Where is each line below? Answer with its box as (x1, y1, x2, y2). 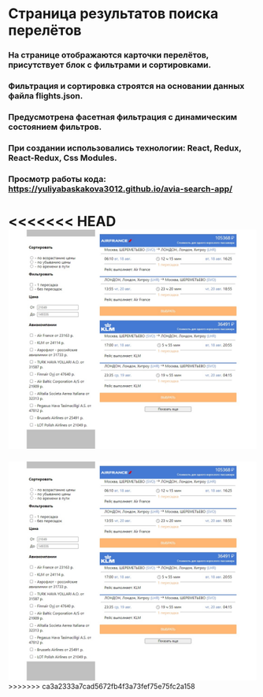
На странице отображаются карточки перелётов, (8, 50, 209, 61)
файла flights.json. (8, 91, 83, 102)
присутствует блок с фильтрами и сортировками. (8, 60, 212, 71)
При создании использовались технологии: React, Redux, (8, 143, 242, 154)
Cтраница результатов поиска (8, 5, 219, 23)
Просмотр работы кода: (8, 173, 106, 184)
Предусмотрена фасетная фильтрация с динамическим (8, 111, 238, 122)
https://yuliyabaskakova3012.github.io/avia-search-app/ (8, 183, 233, 194)
